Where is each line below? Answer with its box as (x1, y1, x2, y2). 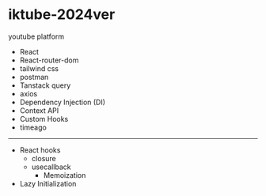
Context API (19, 105, 59, 115)
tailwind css (19, 63, 59, 73)
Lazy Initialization (19, 179, 77, 188)
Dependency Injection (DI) (19, 97, 105, 107)
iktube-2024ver (8, 6, 116, 24)
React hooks (19, 145, 61, 155)
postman (19, 72, 49, 81)
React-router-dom (19, 55, 79, 65)
